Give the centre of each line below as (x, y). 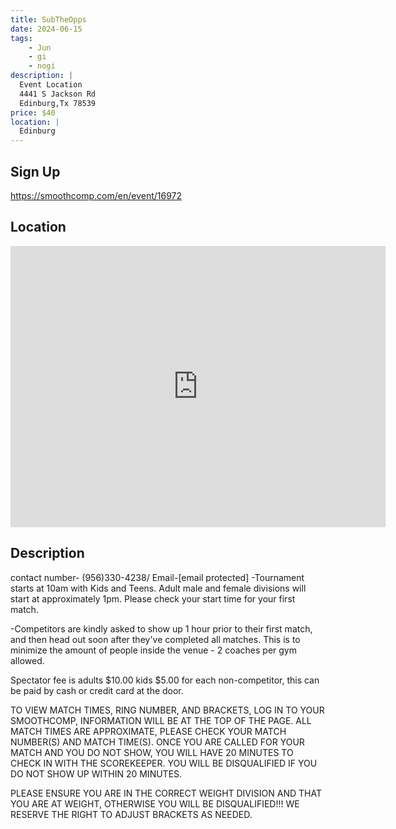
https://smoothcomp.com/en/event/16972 (96, 195)
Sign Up (35, 171)
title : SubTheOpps (48, 19)
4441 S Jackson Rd (58, 94)
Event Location (51, 85)
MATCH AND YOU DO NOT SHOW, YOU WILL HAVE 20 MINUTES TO (152, 752)
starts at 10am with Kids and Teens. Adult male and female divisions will (158, 588)
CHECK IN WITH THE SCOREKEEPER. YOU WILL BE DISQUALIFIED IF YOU (164, 763)
